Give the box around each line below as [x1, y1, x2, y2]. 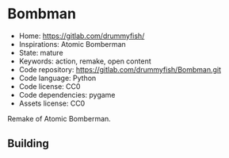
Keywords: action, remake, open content [18, 56, 151, 66]
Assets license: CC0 [18, 98, 86, 108]
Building [7, 137, 49, 151]
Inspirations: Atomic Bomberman [18, 39, 126, 48]
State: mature [18, 48, 64, 57]
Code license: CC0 [18, 81, 81, 91]
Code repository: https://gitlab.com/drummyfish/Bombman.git [18, 64, 222, 74]
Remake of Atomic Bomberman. [7, 114, 112, 123]
